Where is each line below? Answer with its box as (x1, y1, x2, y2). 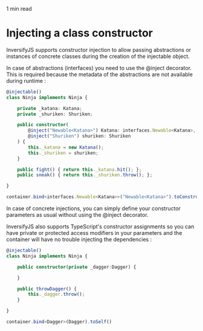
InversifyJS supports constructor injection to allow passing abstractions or (6, 46, 192, 53)
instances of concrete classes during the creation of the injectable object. (6, 53, 190, 60)
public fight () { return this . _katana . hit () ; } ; (17, 166, 142, 173)
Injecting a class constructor (6, 27, 153, 40)
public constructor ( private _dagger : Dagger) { (17, 264, 137, 270)
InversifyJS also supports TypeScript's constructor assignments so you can (6, 223, 195, 230)
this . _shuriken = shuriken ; (28, 150, 98, 156)
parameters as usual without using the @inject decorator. (6, 211, 149, 219)
